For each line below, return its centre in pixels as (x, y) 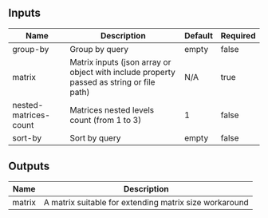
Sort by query (95, 137)
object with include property (122, 72)
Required (238, 35)
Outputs (29, 166)
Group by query (99, 49)
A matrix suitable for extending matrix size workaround (146, 202)
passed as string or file (112, 81)
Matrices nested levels (112, 109)
